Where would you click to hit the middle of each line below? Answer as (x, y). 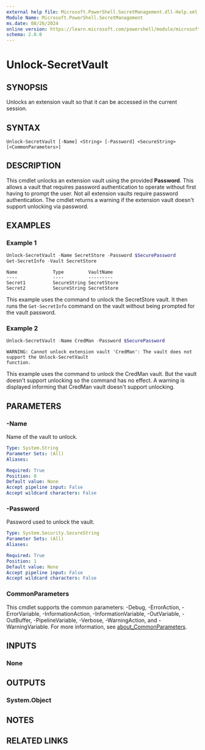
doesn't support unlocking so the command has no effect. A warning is (95, 380)
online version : (27, 29)
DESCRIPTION (34, 166)
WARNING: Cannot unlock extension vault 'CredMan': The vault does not (99, 352)
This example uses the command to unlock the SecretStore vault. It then (97, 300)
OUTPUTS (26, 683)
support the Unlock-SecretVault (47, 358)
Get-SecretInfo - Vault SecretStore (52, 261)
